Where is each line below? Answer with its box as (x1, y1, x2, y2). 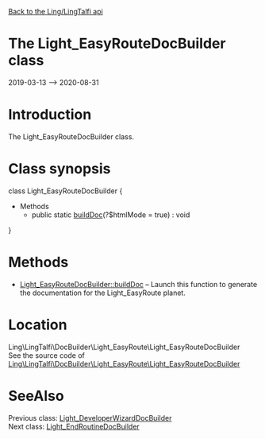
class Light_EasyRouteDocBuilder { (8, 186, 123, 196)
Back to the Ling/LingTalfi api (8, 7, 103, 16)
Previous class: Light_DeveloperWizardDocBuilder (8, 413, 172, 422)
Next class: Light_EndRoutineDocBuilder (8, 422, 140, 431)
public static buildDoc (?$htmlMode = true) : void (31, 210, 190, 219)
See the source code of (8, 350, 86, 360)
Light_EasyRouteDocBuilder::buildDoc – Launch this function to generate (19, 279, 258, 289)
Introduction (8, 106, 92, 124)
